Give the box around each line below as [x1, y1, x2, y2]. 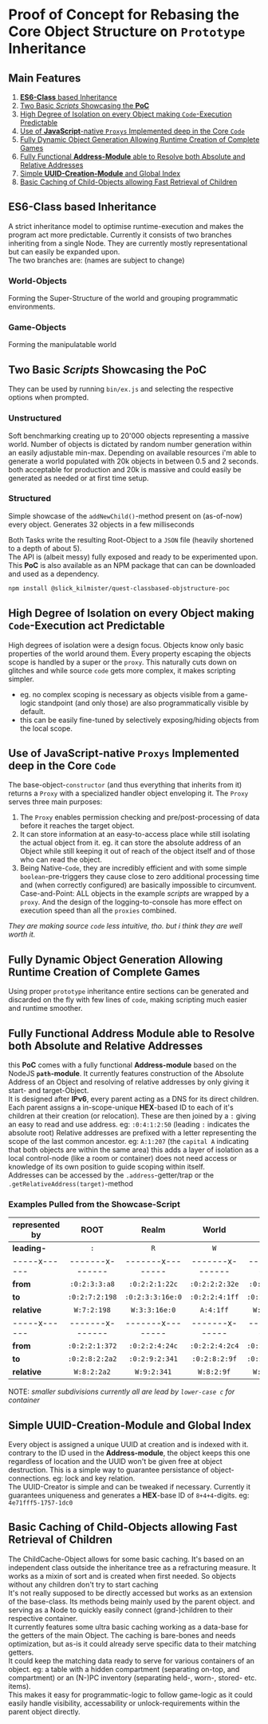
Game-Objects [8, 322, 66, 333]
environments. [8, 302, 56, 312]
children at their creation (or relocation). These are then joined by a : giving [8, 1111, 257, 1120]
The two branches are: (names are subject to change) [8, 255, 185, 265]
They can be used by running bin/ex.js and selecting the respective [8, 385, 234, 394]
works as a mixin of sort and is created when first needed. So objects [8, 1571, 237, 1580]
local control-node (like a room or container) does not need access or [8, 1153, 238, 1162]
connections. [8, 1473, 52, 1483]
